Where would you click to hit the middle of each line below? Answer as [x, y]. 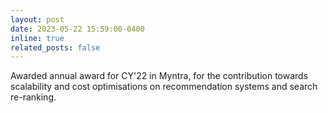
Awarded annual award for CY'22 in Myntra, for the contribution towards [159, 76]
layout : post [37, 19]
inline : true [37, 38]
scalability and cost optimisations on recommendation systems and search [164, 87]
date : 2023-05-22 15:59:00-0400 [77, 29]
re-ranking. [33, 97]
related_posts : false [55, 47]
